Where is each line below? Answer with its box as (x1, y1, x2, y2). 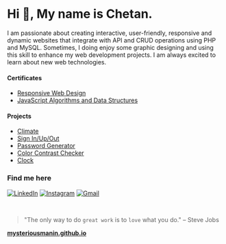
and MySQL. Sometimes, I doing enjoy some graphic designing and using (7, 43, 214, 51)
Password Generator (16, 142, 75, 150)
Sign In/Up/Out (16, 134, 60, 143)
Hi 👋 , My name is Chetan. (7, 6, 153, 22)
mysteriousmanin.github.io (7, 229, 87, 237)
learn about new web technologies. (7, 58, 107, 66)
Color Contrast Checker (16, 149, 84, 157)
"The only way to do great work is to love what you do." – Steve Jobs (23, 215, 219, 223)
